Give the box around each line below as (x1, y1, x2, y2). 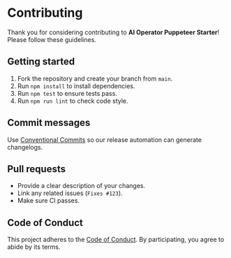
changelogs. (7, 143, 43, 151)
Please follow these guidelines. (7, 35, 96, 43)
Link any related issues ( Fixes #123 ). (17, 189, 124, 197)
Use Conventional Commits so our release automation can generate (7, 135, 202, 144)
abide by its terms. (7, 243, 61, 251)
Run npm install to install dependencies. (17, 82, 135, 90)
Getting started (7, 56, 75, 68)
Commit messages (7, 117, 91, 129)
